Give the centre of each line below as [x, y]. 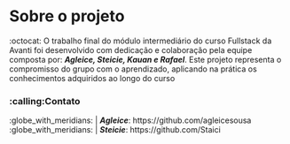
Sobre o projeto [67, 16]
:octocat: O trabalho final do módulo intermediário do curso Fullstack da [141, 41]
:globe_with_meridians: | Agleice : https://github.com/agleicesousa [130, 120]
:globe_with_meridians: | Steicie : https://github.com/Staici [115, 130]
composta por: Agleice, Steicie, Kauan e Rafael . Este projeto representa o [145, 59]
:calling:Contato [45, 101]
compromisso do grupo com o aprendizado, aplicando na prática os [133, 69]
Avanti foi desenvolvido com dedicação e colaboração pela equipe [131, 49]
